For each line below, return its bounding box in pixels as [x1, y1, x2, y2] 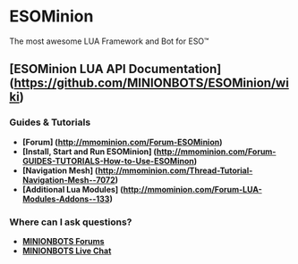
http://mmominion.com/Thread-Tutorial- [98, 165, 253, 176]
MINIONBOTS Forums [21, 235, 105, 246]
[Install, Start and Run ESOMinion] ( [21, 145, 158, 157]
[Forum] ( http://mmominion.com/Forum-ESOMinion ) [21, 136, 223, 147]
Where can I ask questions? [9, 216, 132, 228]
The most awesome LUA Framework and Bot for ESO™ [9, 36, 209, 46]
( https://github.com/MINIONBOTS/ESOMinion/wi [9, 76, 289, 91]
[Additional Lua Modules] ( [21, 184, 123, 194]
